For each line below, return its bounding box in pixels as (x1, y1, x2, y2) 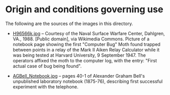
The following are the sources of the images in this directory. (5, 20, 133, 27)
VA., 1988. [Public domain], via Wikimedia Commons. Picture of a (12, 36, 150, 42)
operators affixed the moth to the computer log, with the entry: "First (12, 57, 157, 63)
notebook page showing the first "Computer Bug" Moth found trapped (12, 41, 161, 47)
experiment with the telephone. (12, 83, 79, 90)
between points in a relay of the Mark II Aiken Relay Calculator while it (12, 46, 160, 53)
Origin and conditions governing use (5, 4, 163, 15)
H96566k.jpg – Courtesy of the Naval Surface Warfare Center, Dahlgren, (12, 30, 165, 36)
